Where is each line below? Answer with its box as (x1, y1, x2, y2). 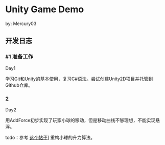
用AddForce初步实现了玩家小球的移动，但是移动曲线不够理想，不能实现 (5, 117, 156, 123)
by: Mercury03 (5, 20, 37, 27)
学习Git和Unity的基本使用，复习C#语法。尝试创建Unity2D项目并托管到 (5, 76, 153, 82)
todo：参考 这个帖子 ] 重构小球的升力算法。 (5, 134, 96, 140)
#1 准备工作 (5, 53, 33, 60)
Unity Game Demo (5, 4, 84, 15)
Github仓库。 (5, 82, 33, 88)
